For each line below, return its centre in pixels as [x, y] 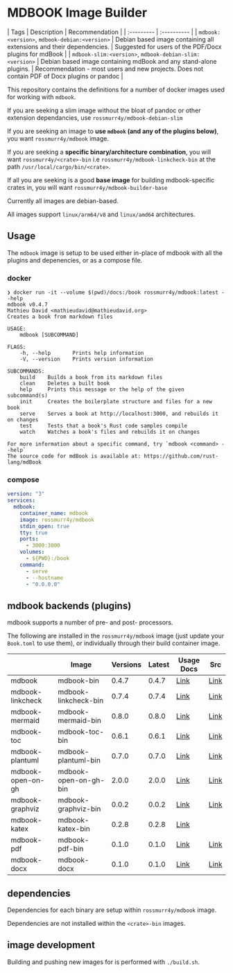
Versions [127, 665]
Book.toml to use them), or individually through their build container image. [114, 643]
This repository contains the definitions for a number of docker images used [116, 89]
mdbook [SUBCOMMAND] [49, 335]
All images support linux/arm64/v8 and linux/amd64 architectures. [101, 214]
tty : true [34, 533]
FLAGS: [17, 347]
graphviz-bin [79, 809]
